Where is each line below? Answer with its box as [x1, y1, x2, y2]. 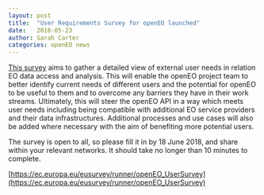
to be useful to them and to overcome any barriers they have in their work [8, 88, 249, 97]
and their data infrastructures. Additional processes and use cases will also [8, 113, 254, 123]
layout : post [8, 11, 52, 20]
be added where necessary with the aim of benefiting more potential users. [8, 122, 254, 132]
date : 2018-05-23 [8, 26, 73, 34]
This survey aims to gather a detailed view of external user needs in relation [8, 63, 256, 72]
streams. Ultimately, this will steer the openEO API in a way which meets [8, 97, 244, 106]
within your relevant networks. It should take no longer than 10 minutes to [8, 146, 248, 155]
